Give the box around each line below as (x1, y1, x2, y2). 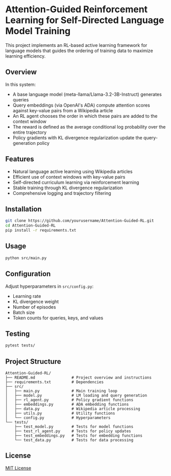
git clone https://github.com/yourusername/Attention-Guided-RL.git (5, 218, 154, 223)
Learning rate (12, 293, 41, 299)
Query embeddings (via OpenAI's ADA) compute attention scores (12, 102, 151, 108)
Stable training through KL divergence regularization (12, 185, 123, 191)
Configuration (5, 269, 51, 279)
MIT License (5, 465, 32, 471)
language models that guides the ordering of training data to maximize (5, 47, 153, 54)
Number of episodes (12, 304, 56, 310)
